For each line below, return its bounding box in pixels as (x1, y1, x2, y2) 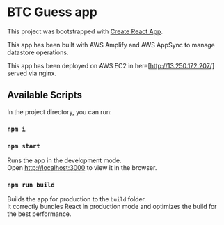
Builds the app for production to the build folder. (7, 195, 147, 203)
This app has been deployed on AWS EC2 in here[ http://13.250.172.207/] (7, 61, 214, 70)
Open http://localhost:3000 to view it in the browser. (7, 163, 157, 171)
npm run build (7, 180, 55, 189)
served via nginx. (7, 69, 57, 77)
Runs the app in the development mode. (7, 156, 122, 164)
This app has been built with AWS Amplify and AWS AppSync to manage (7, 40, 216, 49)
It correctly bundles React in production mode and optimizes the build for (7, 203, 217, 211)
